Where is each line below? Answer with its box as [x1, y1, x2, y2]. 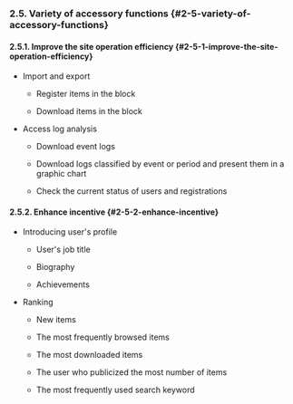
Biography [35, 262, 75, 273]
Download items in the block [35, 106, 143, 117]
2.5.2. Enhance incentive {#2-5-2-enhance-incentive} [9, 207, 220, 217]
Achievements [35, 279, 91, 290]
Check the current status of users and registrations [35, 186, 228, 197]
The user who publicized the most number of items [35, 367, 228, 378]
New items [35, 314, 77, 325]
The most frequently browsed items [35, 332, 171, 342]
